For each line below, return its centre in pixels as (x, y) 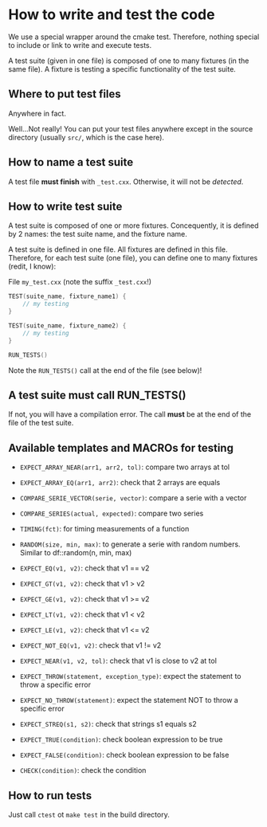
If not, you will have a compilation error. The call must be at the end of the (130, 414)
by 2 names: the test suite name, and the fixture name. (98, 234)
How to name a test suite (71, 162)
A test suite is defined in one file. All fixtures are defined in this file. (118, 249)
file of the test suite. (41, 423)
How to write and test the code (112, 15)
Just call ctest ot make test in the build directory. (89, 814)
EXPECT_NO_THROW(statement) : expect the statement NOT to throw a (129, 700)
